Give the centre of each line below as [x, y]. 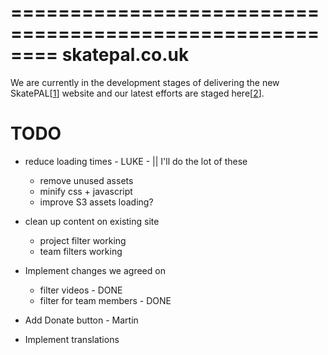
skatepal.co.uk [125, 55]
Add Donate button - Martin [81, 320]
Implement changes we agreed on [95, 270]
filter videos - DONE [81, 290]
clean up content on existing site [92, 221]
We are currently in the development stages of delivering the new [145, 82]
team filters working [81, 251]
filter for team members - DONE [105, 300]
